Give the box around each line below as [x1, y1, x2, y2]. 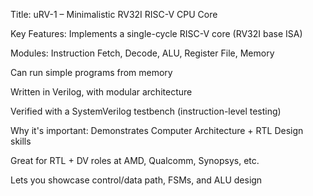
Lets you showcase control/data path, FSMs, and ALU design [10, 174, 263, 186]
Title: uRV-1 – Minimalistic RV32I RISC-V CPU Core [10, 9, 218, 20]
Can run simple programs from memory [10, 67, 173, 78]
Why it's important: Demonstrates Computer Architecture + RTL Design [10, 125, 304, 136]
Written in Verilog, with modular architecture [10, 86, 193, 98]
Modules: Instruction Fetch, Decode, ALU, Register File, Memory [10, 47, 275, 59]
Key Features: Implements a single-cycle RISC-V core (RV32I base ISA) [10, 28, 303, 39]
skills [10, 135, 32, 147]
